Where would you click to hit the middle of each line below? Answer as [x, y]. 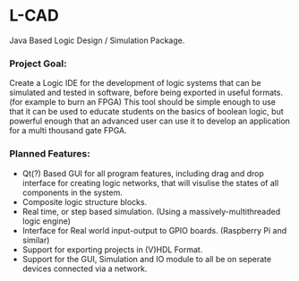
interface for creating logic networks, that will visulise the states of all [150, 183]
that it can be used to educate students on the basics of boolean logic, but [146, 112]
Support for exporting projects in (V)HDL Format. [112, 249]
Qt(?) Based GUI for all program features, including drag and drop [143, 173]
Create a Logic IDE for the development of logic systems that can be [135, 83]
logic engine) [47, 221]
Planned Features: [50, 154]
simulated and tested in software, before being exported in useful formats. [146, 93]
